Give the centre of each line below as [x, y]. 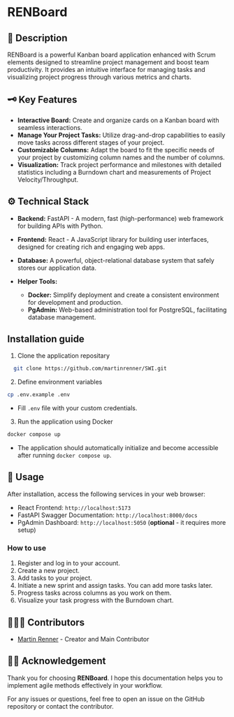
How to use [27, 548]
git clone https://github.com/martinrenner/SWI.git [90, 369]
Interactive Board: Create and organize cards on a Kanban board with [118, 120]
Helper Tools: [37, 281]
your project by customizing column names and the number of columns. [121, 157]
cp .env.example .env [39, 395]
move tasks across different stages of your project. [91, 142]
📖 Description [37, 38]
